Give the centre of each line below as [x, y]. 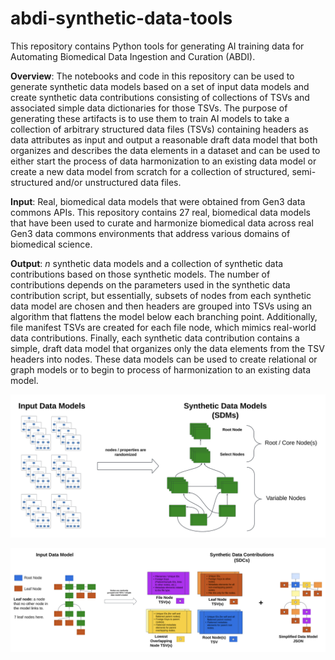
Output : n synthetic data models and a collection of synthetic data [147, 263]
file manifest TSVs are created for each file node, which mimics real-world [163, 327]
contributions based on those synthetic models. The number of [140, 274]
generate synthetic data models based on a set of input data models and [160, 86]
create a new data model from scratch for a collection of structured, [150, 171]
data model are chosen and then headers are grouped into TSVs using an [161, 306]
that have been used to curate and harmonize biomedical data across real [162, 223]
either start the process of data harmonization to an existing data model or [163, 161]
